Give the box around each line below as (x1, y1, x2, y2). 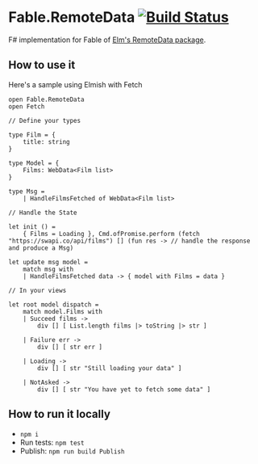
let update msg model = (8, 258, 89, 266)
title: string (23, 137, 70, 146)
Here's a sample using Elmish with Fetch (8, 79, 143, 89)
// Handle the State (8, 209, 78, 217)
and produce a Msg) (8, 243, 74, 252)
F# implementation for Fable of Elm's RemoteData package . (8, 35, 206, 44)
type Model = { (8, 158, 60, 167)
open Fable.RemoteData (8, 95, 85, 103)
